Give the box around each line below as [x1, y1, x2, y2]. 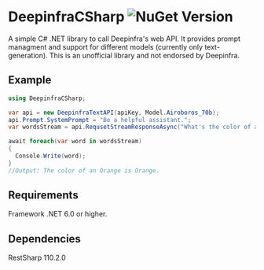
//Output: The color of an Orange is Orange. [8, 166, 159, 175]
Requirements [8, 189, 79, 202]
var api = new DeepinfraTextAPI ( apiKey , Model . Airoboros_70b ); [8, 109, 220, 117]
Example [8, 73, 52, 87]
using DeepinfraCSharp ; [8, 94, 86, 102]
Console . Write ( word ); [15, 152, 86, 160]
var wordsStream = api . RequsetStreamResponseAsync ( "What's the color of [8, 123, 251, 131]
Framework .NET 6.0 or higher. [8, 209, 108, 219]
